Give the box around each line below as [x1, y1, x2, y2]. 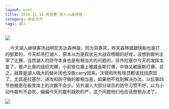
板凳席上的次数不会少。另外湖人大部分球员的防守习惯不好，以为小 [27, 82, 164, 88]
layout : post [5, 7, 33, 12]
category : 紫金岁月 [5, 16, 43, 21]
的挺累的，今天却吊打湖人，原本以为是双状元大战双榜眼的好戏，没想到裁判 [5, 51, 159, 57]
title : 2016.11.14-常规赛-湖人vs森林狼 [5, 12, 83, 17]
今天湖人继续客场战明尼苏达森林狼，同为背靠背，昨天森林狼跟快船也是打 [10, 45, 160, 51]
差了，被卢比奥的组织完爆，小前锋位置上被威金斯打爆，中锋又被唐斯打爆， [5, 63, 159, 70]
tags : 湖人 [5, 21, 27, 26]
